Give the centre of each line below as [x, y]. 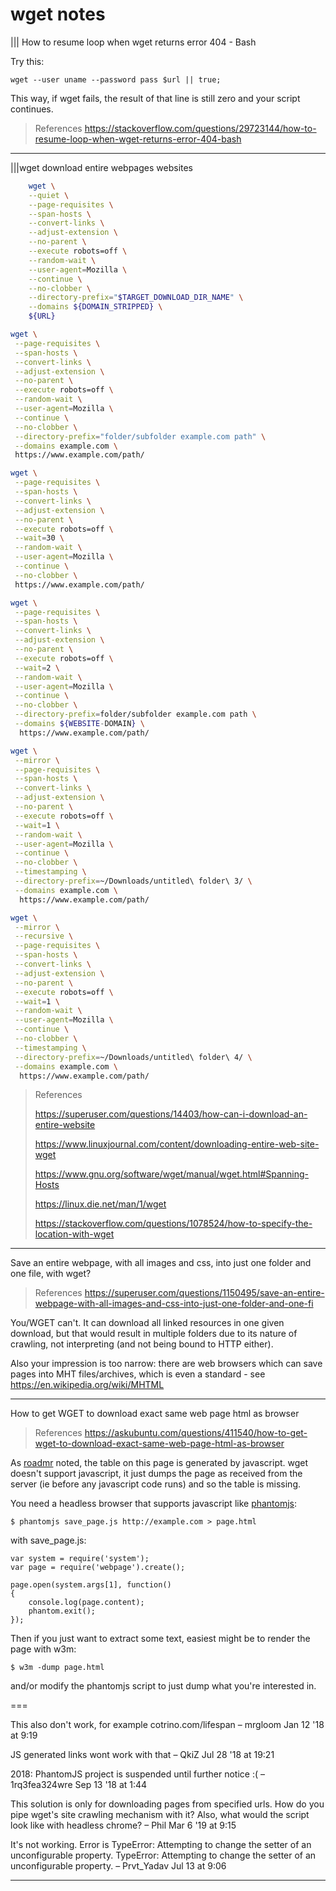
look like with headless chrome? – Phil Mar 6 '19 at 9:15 [123, 1825]
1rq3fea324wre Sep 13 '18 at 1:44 [79, 1785]
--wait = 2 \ [37, 668]
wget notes [58, 14]
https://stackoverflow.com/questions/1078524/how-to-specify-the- [173, 1224]
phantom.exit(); [62, 1611]
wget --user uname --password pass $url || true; [116, 79]
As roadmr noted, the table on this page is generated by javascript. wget [159, 1463]
